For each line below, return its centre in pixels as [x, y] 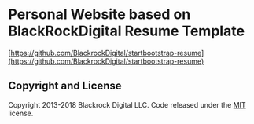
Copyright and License [65, 86]
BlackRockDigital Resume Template [127, 31]
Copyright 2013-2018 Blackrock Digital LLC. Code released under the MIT [127, 104]
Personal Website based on [99, 15]
